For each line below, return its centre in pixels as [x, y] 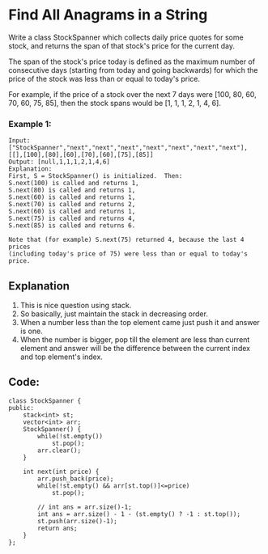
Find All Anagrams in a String [108, 15]
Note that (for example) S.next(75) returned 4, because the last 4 [126, 240]
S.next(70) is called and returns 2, [72, 205]
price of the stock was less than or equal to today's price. [104, 78]
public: [21, 408]
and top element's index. [62, 357]
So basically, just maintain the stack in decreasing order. [114, 314]
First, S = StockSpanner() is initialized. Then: [96, 176]
